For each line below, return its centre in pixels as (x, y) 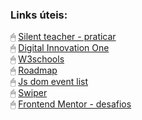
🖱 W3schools (37, 59)
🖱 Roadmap (34, 70)
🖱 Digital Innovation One (60, 48)
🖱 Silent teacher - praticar (63, 37)
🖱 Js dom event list (49, 82)
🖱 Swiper (29, 93)
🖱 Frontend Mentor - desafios (71, 104)
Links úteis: (39, 15)
